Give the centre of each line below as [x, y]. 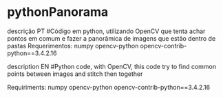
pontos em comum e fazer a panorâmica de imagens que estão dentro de [111, 38]
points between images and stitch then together [75, 74]
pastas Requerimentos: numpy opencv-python [73, 46]
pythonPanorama [58, 12]
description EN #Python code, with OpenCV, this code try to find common [112, 66]
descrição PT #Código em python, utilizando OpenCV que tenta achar [106, 31]
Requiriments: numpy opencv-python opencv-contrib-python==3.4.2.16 [109, 87]
